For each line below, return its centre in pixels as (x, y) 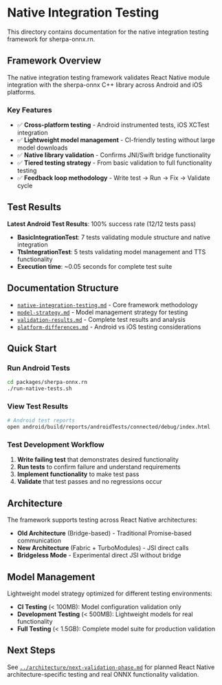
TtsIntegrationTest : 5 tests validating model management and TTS (111, 252)
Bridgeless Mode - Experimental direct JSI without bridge (99, 555)
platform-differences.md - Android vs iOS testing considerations (109, 327)
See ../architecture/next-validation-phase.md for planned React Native (111, 667)
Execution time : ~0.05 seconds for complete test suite (95, 266)
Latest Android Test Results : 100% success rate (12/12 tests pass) (102, 224)
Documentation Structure (63, 288)
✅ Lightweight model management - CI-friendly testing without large (116, 140)
